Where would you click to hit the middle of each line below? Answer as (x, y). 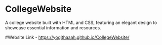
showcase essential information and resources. (53, 27)
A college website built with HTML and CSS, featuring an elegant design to (81, 22)
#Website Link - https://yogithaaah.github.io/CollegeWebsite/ (67, 37)
